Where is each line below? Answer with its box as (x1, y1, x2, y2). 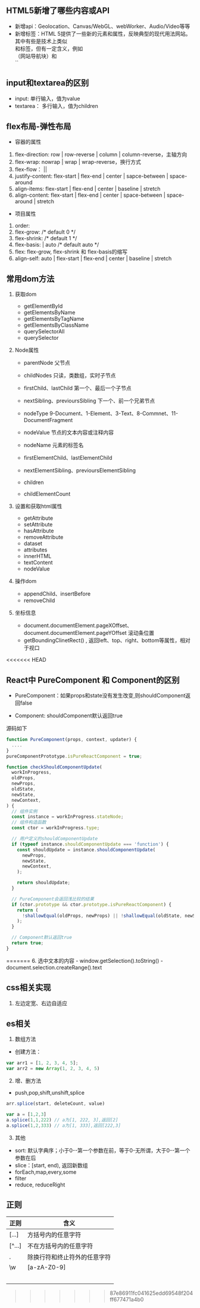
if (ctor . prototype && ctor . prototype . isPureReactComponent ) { (11, 901, 171, 907)
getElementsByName (23, 309, 76, 316)
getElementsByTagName (23, 315, 85, 323)
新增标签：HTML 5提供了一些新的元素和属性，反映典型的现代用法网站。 (14, 30, 192, 37)
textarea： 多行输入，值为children (14, 102, 98, 109)
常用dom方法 (6, 274, 55, 284)
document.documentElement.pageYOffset (23, 630, 127, 637)
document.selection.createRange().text (6, 963, 102, 971)
